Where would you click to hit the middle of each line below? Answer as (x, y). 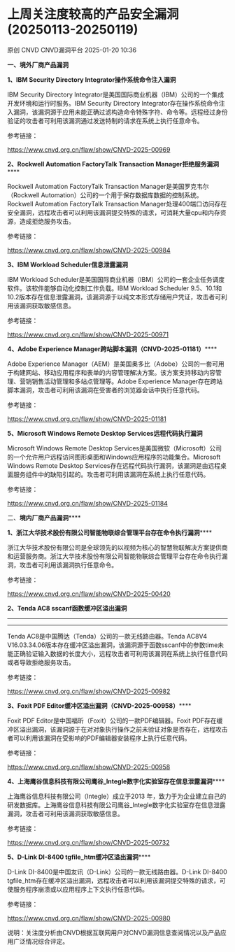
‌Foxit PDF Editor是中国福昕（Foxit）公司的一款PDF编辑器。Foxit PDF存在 (112, 720)
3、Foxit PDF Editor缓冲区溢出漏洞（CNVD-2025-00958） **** (99, 705)
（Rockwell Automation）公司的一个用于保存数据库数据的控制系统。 (105, 195)
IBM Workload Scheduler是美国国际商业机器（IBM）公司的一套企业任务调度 (116, 279)
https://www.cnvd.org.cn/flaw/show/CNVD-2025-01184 (87, 503)
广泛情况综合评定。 (41, 941)
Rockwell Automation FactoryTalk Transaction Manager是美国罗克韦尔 (108, 186)
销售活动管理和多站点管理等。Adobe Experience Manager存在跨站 (127, 381)
